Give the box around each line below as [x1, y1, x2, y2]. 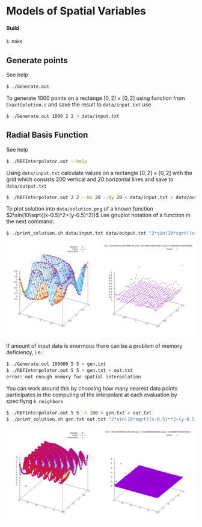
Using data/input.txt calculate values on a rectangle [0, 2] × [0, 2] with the [6, 169, 192, 176]
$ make [6, 39, 23, 45]
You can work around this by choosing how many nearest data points [6, 384, 178, 392]
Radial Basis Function [6, 130, 88, 140]
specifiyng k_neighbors [6, 397, 64, 404]
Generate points [6, 55, 68, 66]
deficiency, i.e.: [6, 349, 44, 356]
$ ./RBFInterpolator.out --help [6, 158, 87, 164]
